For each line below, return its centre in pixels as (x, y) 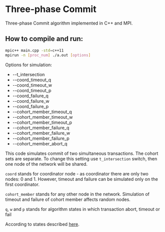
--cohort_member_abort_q (40, 143)
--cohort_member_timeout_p (42, 122)
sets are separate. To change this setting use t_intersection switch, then (81, 158)
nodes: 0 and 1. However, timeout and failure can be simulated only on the (81, 179)
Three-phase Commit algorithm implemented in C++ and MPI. (69, 23)
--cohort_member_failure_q (41, 128)
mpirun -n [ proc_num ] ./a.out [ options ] (48, 55)
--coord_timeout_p (32, 90)
